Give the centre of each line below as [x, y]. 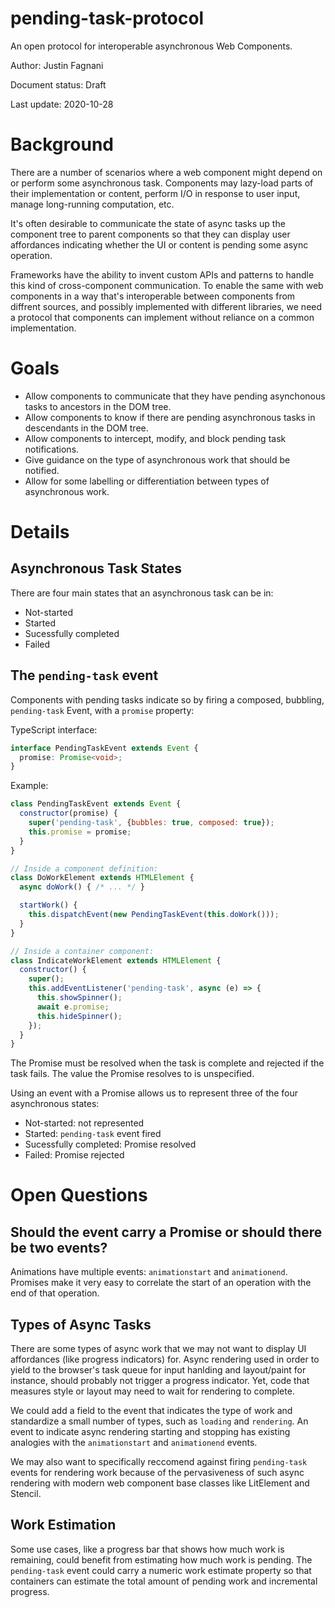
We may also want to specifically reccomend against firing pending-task [159, 1462]
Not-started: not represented [84, 1123]
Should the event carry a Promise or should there [166, 1232]
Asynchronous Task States [96, 568]
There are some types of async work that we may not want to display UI [158, 1349]
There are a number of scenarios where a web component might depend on [166, 172]
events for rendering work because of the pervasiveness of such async [157, 1473]
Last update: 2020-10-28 [62, 104]
